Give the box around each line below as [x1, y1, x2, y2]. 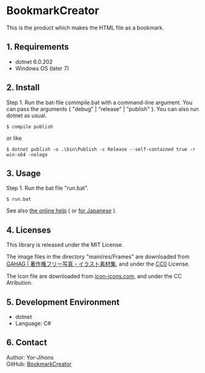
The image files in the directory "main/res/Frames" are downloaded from [6, 253, 190, 261]
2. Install [6, 82, 40, 93]
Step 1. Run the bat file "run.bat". [6, 185, 89, 192]
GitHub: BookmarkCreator [6, 360, 72, 367]
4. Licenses [6, 225, 51, 235]
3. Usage [6, 168, 41, 179]
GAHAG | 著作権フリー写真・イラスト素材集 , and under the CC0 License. [6, 260, 190, 267]
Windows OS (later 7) [15, 64, 69, 72]
